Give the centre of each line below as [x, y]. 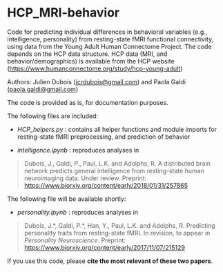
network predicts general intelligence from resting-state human [114, 171]
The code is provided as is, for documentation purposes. [88, 102]
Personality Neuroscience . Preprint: [75, 240]
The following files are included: [53, 116]
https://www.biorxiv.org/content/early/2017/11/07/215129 [104, 247]
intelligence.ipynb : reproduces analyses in [78, 150]
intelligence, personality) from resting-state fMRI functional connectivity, [110, 39]
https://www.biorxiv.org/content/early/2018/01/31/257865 [106, 185]
